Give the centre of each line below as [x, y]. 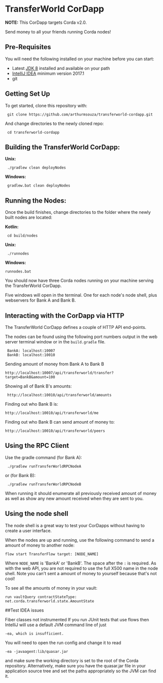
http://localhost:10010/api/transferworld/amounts [59, 395]
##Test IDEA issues [24, 610]
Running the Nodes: [36, 200]
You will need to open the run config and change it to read [63, 643]
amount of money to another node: [40, 545]
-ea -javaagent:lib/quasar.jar [37, 651]
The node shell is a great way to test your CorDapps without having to [75, 525]
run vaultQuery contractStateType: [41, 597]
